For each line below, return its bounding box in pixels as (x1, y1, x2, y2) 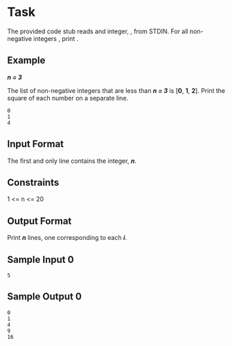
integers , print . (33, 34, 79, 42)
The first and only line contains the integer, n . (7, 157, 137, 165)
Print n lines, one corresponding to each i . (7, 234, 127, 242)
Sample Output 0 (7, 291, 82, 302)
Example (7, 55, 46, 67)
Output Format (7, 215, 72, 227)
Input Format (7, 138, 64, 150)
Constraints (7, 176, 60, 188)
